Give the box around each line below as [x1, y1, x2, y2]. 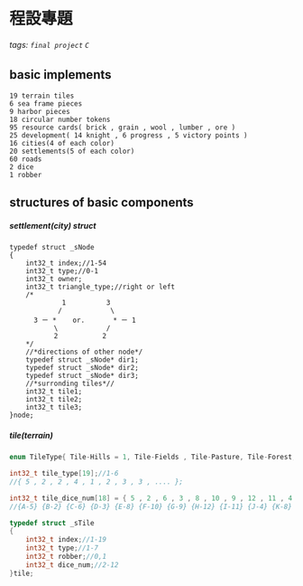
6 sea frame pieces [9, 99, 83, 109]
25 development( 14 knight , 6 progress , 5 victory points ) [9, 130, 248, 140]
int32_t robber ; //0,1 [25, 553, 106, 562]
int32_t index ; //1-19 [25, 535, 106, 544]
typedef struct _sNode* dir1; [25, 355, 140, 364]
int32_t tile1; [25, 387, 83, 396]
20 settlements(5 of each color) [9, 146, 135, 156]
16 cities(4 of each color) [9, 138, 115, 147]
